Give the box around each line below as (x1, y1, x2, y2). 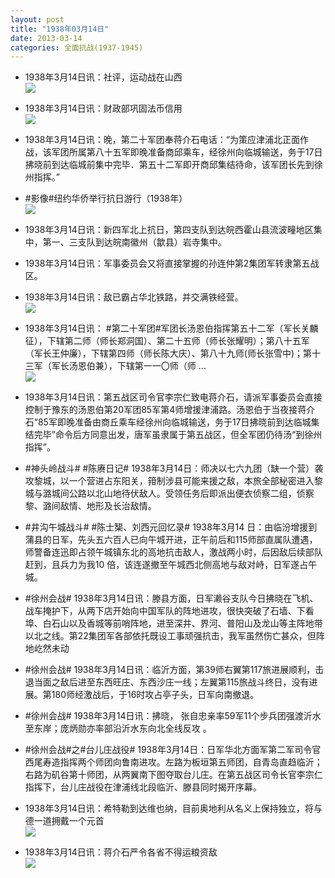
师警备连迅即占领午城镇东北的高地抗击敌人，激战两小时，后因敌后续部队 (24, 546, 323, 558)
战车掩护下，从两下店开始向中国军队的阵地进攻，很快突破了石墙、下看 (24, 605, 315, 617)
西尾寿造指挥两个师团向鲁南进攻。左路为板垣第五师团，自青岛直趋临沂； (24, 756, 323, 768)
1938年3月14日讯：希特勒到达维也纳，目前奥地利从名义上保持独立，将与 (24, 802, 323, 815)
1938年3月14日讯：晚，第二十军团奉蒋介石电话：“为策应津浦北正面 (24, 134, 301, 146)
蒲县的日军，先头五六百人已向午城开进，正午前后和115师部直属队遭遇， (24, 534, 318, 546)
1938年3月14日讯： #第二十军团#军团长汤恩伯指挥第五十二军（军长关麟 (24, 322, 319, 335)
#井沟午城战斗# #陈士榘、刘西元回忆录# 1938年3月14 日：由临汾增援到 (24, 521, 318, 533)
